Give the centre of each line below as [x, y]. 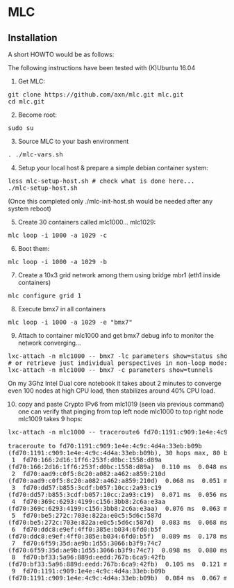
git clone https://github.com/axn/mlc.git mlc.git [96, 95]
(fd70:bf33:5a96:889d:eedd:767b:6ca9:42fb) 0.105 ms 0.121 [114, 564]
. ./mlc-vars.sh [35, 155]
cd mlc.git [26, 101]
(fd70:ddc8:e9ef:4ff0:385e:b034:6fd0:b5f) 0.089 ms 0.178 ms [118, 536]
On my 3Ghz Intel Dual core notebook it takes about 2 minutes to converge [115, 383]
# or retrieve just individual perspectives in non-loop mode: [118, 363]
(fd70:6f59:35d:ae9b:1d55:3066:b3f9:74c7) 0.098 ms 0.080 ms [118, 550]
